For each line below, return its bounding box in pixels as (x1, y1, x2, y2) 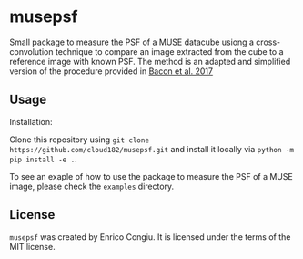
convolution (9, 46, 54, 57)
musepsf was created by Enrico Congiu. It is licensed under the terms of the (9, 231, 291, 243)
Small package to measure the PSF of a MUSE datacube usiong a (9, 36, 255, 47)
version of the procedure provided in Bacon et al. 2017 (9, 66, 214, 77)
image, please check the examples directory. (9, 181, 175, 192)
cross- (256, 36, 281, 47)
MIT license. (9, 241, 56, 252)
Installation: (9, 116, 53, 127)
